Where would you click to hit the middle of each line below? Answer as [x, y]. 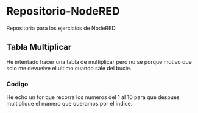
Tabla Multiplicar [39, 47]
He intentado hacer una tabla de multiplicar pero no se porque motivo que [99, 61]
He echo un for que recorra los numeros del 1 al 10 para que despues [93, 97]
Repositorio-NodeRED [63, 11]
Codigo [17, 84]
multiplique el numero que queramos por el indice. [69, 104]
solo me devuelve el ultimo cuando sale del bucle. [69, 68]
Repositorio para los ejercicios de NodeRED [61, 28]
